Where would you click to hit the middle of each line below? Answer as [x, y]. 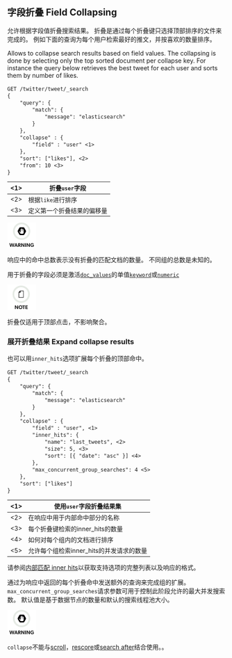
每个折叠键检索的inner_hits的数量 [75, 529]
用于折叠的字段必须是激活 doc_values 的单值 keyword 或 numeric [93, 275]
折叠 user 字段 [68, 188]
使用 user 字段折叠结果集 [88, 506]
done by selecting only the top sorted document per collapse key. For [107, 61]
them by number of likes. [43, 75]
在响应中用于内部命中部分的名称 [74, 517]
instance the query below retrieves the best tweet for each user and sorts [113, 67]
